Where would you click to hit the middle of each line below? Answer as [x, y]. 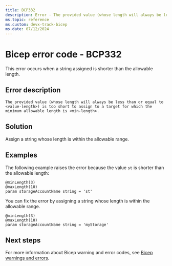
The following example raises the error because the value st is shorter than [85, 168]
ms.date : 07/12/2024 [27, 29]
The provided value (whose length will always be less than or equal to [84, 102]
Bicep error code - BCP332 [63, 55]
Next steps [23, 240]
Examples [21, 155]
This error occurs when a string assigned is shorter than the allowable [79, 69]
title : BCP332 [20, 10]
